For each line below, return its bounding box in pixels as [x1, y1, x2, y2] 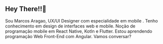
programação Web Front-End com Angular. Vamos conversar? [5, 33, 132, 39]
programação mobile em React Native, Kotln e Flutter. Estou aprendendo [5, 28, 152, 34]
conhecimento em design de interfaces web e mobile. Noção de [5, 23, 136, 29]
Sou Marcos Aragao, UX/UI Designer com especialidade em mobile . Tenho [5, 18, 158, 23]
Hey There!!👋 [5, 5, 47, 13]
